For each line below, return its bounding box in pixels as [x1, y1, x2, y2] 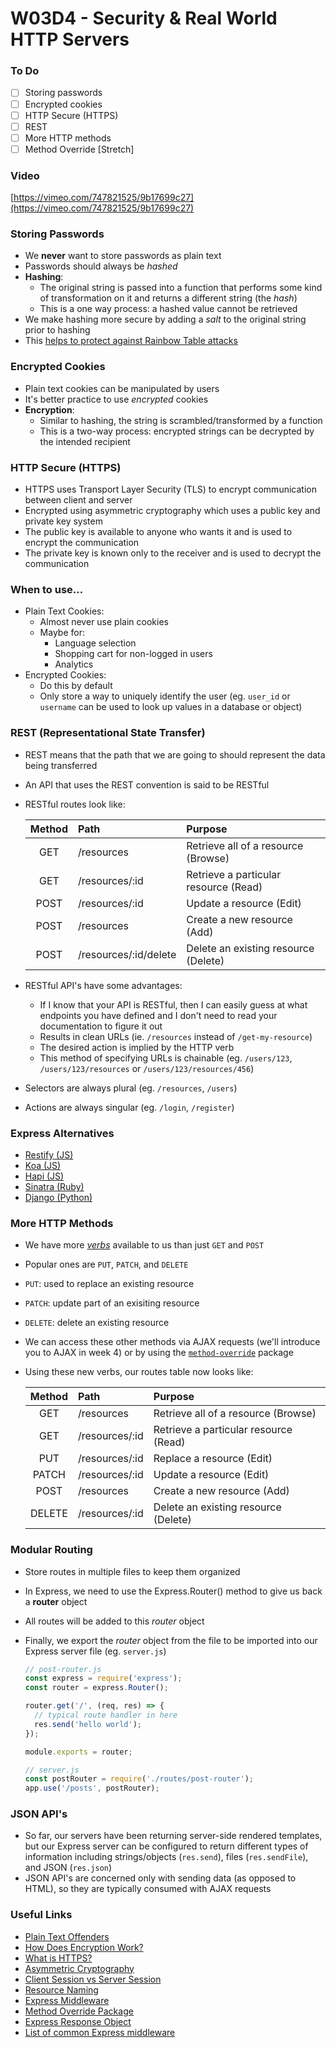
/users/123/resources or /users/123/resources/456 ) [39, 1062, 255, 1074]
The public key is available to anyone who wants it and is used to [24, 526, 293, 538]
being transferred [24, 759, 98, 771]
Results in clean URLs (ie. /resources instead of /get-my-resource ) [39, 1030, 313, 1042]
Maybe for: [39, 627, 85, 639]
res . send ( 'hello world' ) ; [34, 1719, 142, 1729]
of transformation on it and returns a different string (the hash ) [39, 292, 298, 304]
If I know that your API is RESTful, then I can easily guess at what [39, 998, 308, 1011]
